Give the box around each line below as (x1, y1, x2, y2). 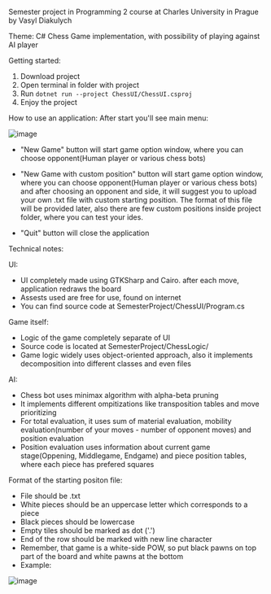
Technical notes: (8, 244, 64, 253)
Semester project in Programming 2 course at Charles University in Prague (8, 7, 259, 16)
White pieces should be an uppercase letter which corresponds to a (20, 500, 248, 509)
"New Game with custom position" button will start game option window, (20, 169, 264, 178)
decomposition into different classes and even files (20, 359, 191, 369)
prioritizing (20, 408, 57, 417)
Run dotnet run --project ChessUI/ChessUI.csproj (20, 89, 193, 98)
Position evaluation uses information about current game (20, 443, 211, 452)
